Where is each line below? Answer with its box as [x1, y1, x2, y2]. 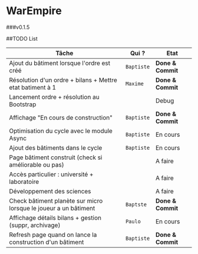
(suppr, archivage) [9, 221, 61, 229]
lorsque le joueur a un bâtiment [9, 204, 95, 212]
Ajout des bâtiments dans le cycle [9, 143, 103, 151]
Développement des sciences [9, 187, 91, 195]
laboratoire [9, 177, 39, 186]
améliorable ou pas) [9, 160, 64, 169]
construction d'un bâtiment [9, 237, 84, 246]
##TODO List [6, 35, 38, 42]
